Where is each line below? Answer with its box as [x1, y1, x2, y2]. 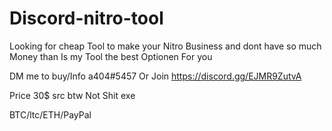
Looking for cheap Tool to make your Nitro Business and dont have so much [9, 40, 322, 52]
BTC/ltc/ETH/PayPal [9, 108, 92, 121]
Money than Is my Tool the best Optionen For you [9, 50, 213, 62]
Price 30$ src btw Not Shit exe [9, 89, 136, 101]
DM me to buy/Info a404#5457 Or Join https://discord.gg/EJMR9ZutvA [9, 70, 302, 82]
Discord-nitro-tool [9, 7, 164, 30]
